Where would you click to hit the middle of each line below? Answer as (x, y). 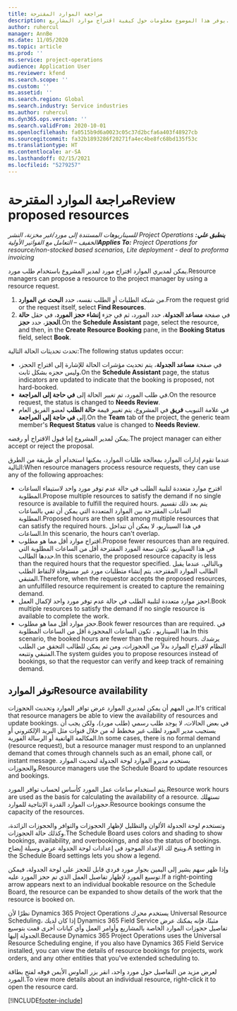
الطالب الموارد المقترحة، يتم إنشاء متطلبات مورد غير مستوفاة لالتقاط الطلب (118, 571)
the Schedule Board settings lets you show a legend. (84, 855)
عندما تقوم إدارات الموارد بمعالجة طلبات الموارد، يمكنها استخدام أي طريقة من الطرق (119, 460)
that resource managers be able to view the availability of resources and (113, 715)
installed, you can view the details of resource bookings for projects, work (116, 950)
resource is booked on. (42, 899)
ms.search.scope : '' (38, 80)
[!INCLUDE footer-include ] (45, 1000)
